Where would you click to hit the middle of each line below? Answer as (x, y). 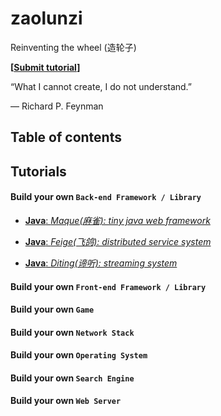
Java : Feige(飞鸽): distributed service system (118, 241)
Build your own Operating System (79, 355)
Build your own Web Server (66, 401)
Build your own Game (52, 309)
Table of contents (66, 137)
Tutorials (38, 171)
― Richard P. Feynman (57, 106)
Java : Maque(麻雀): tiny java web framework (117, 220)
